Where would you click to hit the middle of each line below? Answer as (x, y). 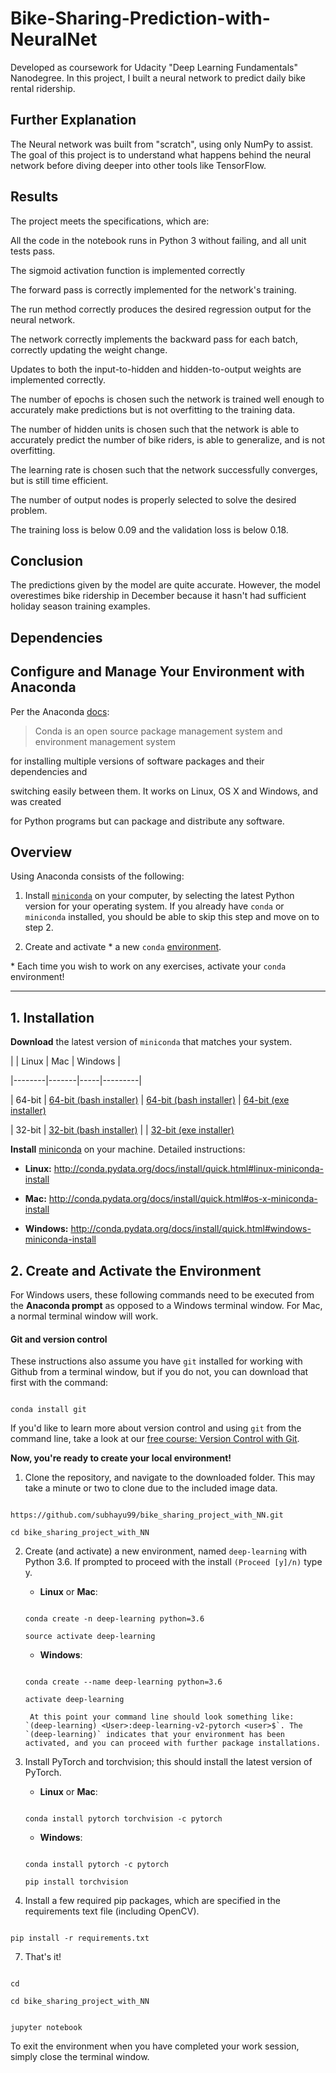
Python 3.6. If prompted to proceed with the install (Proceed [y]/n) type (173, 1562)
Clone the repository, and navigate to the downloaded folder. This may (170, 1478)
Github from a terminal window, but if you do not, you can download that (159, 1372)
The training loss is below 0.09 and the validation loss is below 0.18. (149, 529)
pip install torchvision (76, 1882)
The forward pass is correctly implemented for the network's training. (153, 289)
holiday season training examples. (80, 606)
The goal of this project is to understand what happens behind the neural (161, 154)
